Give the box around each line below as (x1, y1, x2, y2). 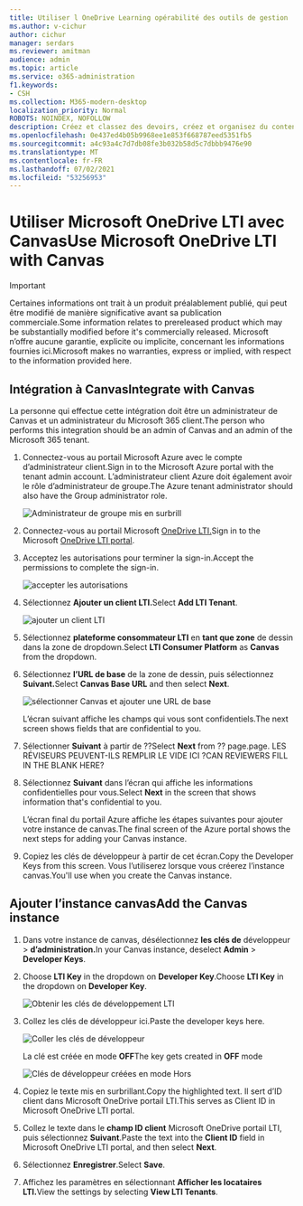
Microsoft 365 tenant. (9, 435, 90, 445)
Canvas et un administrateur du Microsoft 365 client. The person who (9, 415, 265, 426)
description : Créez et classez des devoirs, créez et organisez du (9, 123, 269, 132)
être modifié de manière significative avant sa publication (9, 307, 223, 318)
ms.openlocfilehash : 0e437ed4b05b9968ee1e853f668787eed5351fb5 (9, 131, 252, 140)
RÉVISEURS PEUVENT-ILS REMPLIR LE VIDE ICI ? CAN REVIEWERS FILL (22, 750, 289, 760)
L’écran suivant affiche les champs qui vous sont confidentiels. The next (22, 713, 289, 724)
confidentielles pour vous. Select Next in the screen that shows (22, 787, 257, 797)
